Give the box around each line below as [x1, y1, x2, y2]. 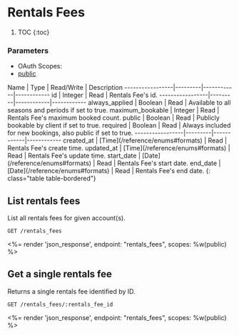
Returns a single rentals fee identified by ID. [7, 287, 136, 296]
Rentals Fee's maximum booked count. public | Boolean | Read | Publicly [7, 113, 220, 122]
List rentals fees [7, 195, 81, 207]
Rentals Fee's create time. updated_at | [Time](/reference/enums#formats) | [7, 144, 230, 153]
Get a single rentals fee [7, 268, 113, 280]
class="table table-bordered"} [7, 174, 96, 182]
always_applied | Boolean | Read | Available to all [88, 98, 231, 107]
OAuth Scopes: [17, 62, 63, 71]
